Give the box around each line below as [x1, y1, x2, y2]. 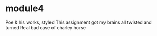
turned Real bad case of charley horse [5, 24, 86, 30]
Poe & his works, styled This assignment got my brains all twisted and [5, 19, 152, 25]
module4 [5, 3, 44, 14]
